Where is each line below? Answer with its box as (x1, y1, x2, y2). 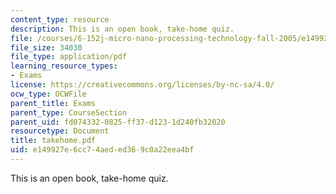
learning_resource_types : (10, 61, 118, 71)
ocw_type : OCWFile (10, 89, 87, 99)
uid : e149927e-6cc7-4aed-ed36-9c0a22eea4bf (10, 145, 195, 155)
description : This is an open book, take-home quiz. (10, 24, 235, 34)
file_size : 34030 (10, 42, 83, 53)
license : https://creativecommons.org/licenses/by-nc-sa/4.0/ (10, 80, 275, 90)
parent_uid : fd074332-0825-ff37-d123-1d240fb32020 (10, 117, 226, 127)
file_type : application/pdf (10, 52, 128, 62)
